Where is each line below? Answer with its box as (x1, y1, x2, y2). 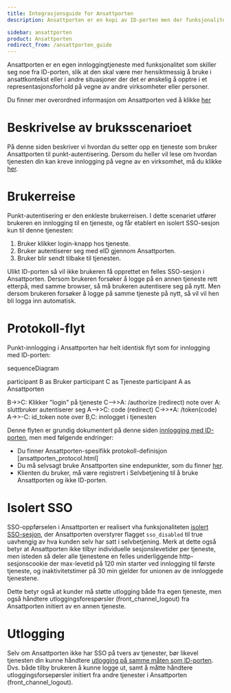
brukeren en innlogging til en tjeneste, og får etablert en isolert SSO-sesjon (7, 219, 220, 227)
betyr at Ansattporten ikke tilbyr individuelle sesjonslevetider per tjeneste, (7, 544, 216, 553)
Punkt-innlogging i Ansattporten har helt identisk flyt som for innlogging (7, 343, 210, 352)
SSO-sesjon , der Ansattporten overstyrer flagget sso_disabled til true (7, 530, 203, 538)
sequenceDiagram (7, 364, 60, 372)
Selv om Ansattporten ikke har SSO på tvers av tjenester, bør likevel (7, 648, 199, 657)
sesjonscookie (7, 559, 48, 568)
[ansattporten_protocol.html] (16, 454, 98, 462)
